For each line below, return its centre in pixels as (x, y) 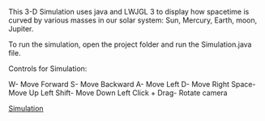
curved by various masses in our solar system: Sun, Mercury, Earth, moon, (133, 20)
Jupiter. (21, 29)
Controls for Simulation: (48, 69)
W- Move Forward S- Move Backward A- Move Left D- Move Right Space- (132, 84)
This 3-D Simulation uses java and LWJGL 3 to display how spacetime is (129, 12)
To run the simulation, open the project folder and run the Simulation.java (130, 44)
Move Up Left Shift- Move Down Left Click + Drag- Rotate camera (118, 93)
